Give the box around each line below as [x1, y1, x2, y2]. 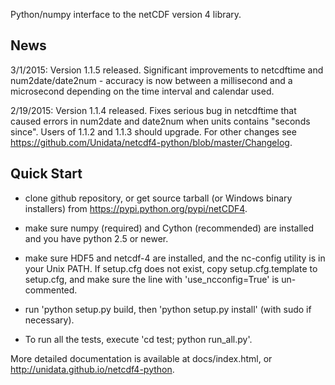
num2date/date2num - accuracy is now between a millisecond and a [10, 74, 293, 86]
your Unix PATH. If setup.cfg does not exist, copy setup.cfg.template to [24, 262, 318, 274]
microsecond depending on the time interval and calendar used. [10, 85, 275, 97]
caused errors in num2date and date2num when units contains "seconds [10, 115, 311, 127]
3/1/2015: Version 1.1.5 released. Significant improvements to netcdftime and [10, 64, 324, 76]
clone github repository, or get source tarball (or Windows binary [24, 192, 293, 204]
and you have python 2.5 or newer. [24, 232, 169, 244]
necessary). [24, 314, 75, 326]
